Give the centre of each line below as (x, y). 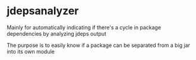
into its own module (31, 51)
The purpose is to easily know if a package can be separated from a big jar (99, 45)
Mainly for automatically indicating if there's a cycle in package (84, 27)
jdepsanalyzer (43, 11)
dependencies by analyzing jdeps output (56, 33)
